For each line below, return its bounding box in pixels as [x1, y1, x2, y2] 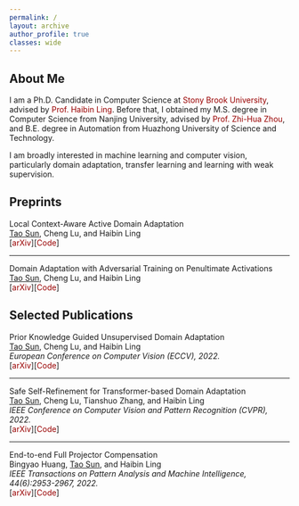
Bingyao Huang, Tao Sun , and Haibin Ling [9, 459, 162, 469]
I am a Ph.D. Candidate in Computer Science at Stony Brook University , [9, 95, 270, 105]
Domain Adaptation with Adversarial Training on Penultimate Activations [9, 262, 273, 273]
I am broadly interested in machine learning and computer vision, [9, 150, 247, 161]
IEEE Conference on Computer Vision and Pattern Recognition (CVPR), [9, 404, 269, 415]
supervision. [9, 169, 55, 179]
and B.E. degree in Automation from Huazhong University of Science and [9, 123, 278, 134]
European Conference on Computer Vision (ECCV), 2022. [9, 350, 221, 361]
